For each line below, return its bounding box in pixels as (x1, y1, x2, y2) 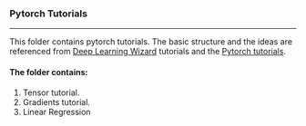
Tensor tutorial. (22, 87, 80, 98)
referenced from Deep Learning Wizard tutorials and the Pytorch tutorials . (9, 46, 287, 57)
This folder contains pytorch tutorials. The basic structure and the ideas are (9, 36, 293, 47)
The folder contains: (9, 66, 88, 77)
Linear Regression (22, 106, 91, 117)
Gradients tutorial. (22, 96, 91, 107)
